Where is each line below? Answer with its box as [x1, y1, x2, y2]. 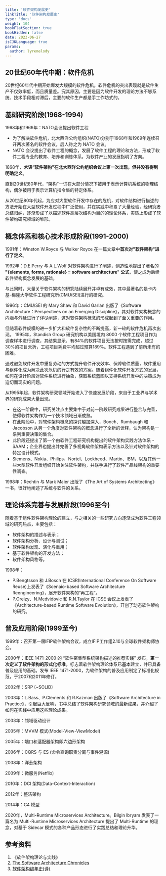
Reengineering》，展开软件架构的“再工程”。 [12, 589, 100, 595]
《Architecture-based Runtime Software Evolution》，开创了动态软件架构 [12, 602, 160, 608]
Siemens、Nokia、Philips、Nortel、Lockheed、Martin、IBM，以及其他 [12, 456, 157, 462]
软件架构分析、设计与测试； [12, 537, 69, 543]
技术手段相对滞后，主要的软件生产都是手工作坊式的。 [13, 95, 122, 100]
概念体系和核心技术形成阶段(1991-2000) [5, 232, 129, 241]
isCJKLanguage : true [5, 40, 48, 45]
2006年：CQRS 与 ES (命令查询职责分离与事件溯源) [5, 749, 110, 755]
